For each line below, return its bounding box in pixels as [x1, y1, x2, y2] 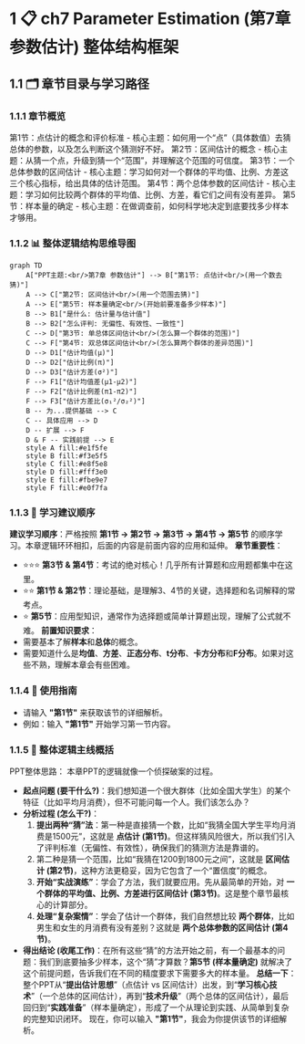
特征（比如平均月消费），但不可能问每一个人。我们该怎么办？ [22, 797, 250, 808]
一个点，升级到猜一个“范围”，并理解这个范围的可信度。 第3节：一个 [40, 154, 295, 165]
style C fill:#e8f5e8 [25, 460, 107, 469]
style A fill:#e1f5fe [25, 444, 107, 453]
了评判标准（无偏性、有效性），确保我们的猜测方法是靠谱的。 [36, 842, 264, 853]
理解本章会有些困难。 [54, 659, 135, 671]
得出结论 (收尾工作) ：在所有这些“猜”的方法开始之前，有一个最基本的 [22, 945, 278, 956]
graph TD [9, 261, 43, 270]
